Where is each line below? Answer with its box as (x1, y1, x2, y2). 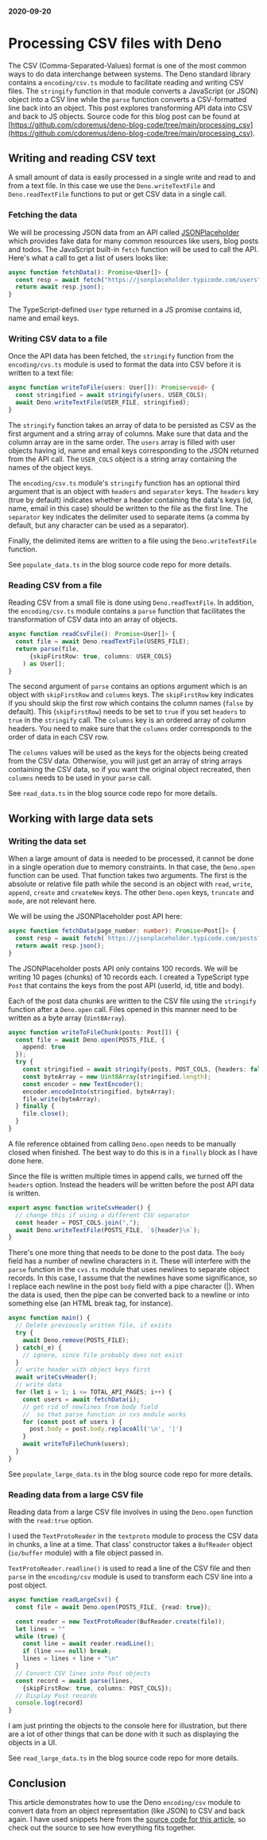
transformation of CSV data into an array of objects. (8, 614, 178, 625)
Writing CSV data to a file (8, 333, 107, 344)
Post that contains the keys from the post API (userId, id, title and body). (8, 980, 245, 990)
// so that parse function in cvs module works (22, 1410, 187, 1418)
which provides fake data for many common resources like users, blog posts (8, 236, 259, 245)
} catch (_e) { (15, 1344, 62, 1352)
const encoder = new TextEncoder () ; (22, 1080, 145, 1088)
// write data (15, 1381, 62, 1389)
